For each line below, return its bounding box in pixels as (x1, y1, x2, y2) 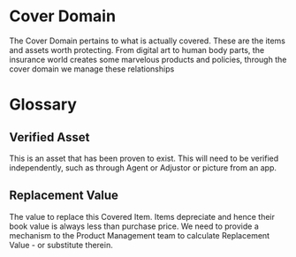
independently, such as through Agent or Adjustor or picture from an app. (9, 162, 277, 173)
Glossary (9, 94, 78, 115)
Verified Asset (9, 130, 90, 145)
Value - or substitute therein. (9, 239, 113, 250)
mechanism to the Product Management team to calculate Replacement (9, 230, 270, 240)
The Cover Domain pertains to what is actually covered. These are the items (9, 35, 285, 46)
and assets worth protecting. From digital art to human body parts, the (9, 44, 265, 55)
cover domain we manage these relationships (9, 64, 175, 74)
